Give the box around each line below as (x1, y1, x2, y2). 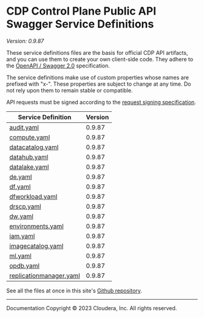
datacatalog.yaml (9, 143, 59, 151)
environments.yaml (9, 222, 64, 230)
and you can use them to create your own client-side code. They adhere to (6, 55, 194, 63)
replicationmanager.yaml (9, 271, 80, 280)
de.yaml (9, 172, 32, 181)
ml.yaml (9, 251, 32, 260)
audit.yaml (9, 123, 39, 131)
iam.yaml (9, 232, 35, 240)
